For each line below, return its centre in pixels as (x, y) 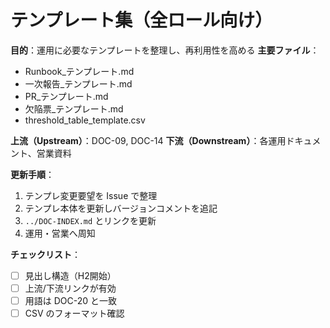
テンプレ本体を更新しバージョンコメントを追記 (121, 208)
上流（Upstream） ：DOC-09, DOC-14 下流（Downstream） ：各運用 (148, 140)
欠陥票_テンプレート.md (74, 108)
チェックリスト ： (45, 254)
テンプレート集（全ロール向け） (141, 20)
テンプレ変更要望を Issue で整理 (91, 195)
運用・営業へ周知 (60, 233)
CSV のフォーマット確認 (74, 313)
